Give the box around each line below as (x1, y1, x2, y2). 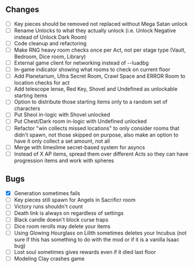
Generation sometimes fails (13, 189, 80, 196)
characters (13, 105, 40, 112)
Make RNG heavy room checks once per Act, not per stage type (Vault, (13, 46, 186, 53)
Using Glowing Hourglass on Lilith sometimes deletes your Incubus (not (13, 229, 187, 236)
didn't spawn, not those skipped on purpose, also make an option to (13, 131, 179, 138)
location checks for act (13, 79, 70, 86)
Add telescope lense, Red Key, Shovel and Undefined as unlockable (13, 85, 178, 93)
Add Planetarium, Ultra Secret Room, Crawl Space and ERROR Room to (13, 73, 186, 80)
